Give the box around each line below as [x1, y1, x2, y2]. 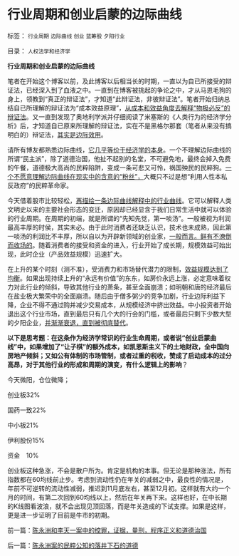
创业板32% [7, 390, 41, 399]
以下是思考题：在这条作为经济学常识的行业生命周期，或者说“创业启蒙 [7, 333, 211, 342]
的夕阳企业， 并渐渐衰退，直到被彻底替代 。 [7, 318, 132, 326]
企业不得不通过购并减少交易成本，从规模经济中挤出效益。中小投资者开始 [19, 300, 232, 309]
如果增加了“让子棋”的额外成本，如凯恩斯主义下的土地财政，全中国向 [29, 342, 230, 351]
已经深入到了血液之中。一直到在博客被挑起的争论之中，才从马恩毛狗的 [26, 86, 232, 94]
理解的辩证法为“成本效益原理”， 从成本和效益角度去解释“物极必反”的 [31, 103, 230, 112]
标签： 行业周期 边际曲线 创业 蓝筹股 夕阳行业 [7, 31, 125, 40]
